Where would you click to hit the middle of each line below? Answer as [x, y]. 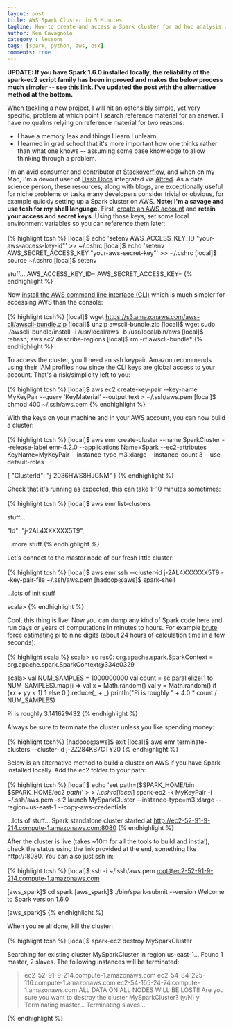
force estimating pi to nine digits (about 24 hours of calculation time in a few [116, 635]
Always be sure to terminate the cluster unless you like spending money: [111, 727]
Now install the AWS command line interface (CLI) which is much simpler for [116, 294]
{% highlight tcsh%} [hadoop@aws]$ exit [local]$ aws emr [91, 742]
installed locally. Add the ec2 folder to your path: [77, 770]
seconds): [21, 642]
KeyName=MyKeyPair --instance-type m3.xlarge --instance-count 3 [105, 454]
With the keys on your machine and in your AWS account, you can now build [116, 417]
